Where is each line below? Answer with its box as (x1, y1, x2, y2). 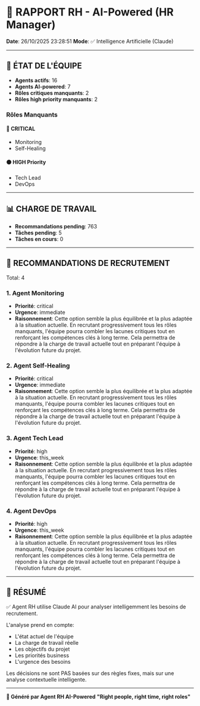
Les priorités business (14, 651, 70, 659)
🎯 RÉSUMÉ (6, 587, 46, 597)
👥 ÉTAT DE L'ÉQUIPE (6, 61, 82, 71)
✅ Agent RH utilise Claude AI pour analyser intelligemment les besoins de (6, 603, 186, 610)
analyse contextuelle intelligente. (6, 676, 87, 683)
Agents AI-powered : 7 (14, 83, 71, 90)
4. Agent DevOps (6, 507, 57, 515)
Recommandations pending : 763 (14, 222, 97, 230)
